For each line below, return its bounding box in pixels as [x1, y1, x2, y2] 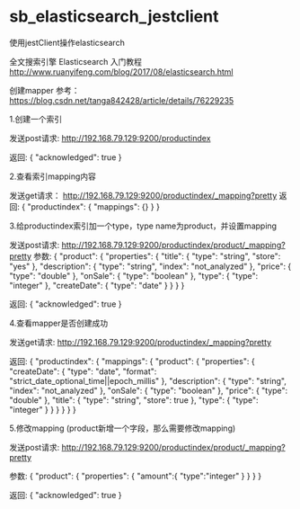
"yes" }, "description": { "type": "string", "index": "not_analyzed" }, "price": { [9, 261, 292, 272]
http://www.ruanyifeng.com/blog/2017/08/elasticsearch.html [9, 66, 234, 77]
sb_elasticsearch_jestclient [9, 6, 219, 27]
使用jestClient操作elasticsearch [9, 37, 126, 48]
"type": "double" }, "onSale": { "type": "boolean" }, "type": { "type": [9, 270, 259, 281]
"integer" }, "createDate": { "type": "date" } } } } [9, 280, 185, 290]
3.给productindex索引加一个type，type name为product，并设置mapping [9, 220, 277, 231]
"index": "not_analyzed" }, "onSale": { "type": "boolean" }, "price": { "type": [9, 385, 288, 396]
